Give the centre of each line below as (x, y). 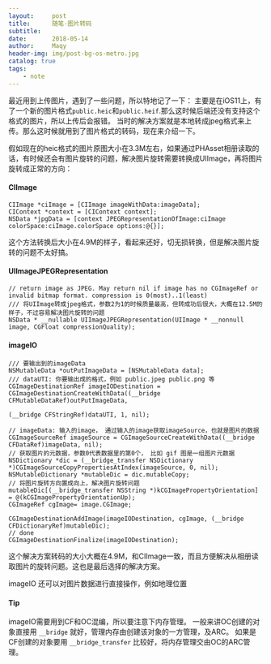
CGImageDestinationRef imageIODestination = (85, 386)
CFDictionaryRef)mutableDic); (59, 526)
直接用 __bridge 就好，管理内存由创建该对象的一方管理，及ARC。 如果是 (135, 632)
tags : (17, 69)
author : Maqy (38, 46)
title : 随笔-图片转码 (50, 24)
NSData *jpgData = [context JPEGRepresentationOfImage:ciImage (117, 219)
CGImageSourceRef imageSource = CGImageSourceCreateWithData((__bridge (131, 438)
